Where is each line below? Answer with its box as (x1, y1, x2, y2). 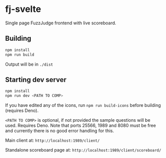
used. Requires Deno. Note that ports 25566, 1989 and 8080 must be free (5, 123, 156, 129)
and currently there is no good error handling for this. (5, 128, 114, 134)
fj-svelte (5, 3, 41, 15)
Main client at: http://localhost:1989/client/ (5, 138, 100, 144)
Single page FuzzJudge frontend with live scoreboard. (5, 20, 117, 26)
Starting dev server (5, 76, 67, 84)
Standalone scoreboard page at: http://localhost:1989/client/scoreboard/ (5, 147, 162, 153)
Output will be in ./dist (5, 61, 53, 67)
